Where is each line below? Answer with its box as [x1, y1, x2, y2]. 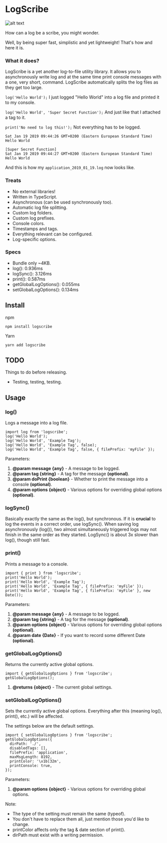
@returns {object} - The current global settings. [12, 684, 113, 690]
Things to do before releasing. [5, 369, 67, 375]
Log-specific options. [12, 236, 57, 242]
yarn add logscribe [5, 342, 46, 347]
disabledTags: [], [9, 746, 48, 751]
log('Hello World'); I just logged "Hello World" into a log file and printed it [5, 94, 160, 100]
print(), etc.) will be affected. [5, 713, 64, 719]
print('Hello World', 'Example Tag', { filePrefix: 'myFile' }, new [5, 588, 151, 593]
